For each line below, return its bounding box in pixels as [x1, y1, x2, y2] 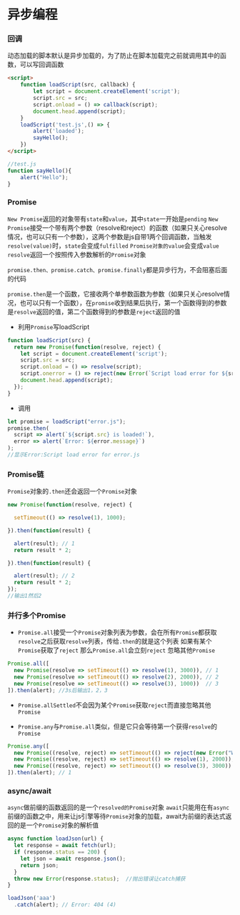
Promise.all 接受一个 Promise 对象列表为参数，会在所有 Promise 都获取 [17, 628, 217, 636]
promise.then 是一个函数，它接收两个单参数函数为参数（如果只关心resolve [7, 289, 224, 298]
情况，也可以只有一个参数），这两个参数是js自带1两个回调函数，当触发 [7, 232, 212, 241]
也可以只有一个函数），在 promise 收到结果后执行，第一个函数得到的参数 [19, 298, 227, 307]
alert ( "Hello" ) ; [20, 174, 69, 181]
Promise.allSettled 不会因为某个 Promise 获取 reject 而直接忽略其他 [17, 701, 211, 709]
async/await [7, 786, 51, 796]
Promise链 [7, 469, 44, 479]
